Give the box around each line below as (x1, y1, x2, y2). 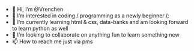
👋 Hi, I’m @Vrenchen (11, 6, 64, 13)
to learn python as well (11, 25, 68, 32)
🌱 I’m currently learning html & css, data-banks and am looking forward (11, 19, 189, 25)
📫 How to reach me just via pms (11, 38, 93, 45)
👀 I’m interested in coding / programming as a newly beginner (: (11, 12, 170, 19)
